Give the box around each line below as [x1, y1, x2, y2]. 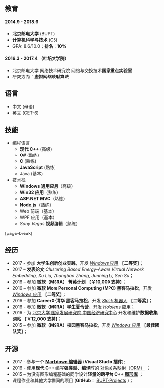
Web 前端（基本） [19, 208, 57, 214]
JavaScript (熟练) [19, 164, 56, 170]
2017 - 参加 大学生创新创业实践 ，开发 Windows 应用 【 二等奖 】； [12, 260, 144, 266]
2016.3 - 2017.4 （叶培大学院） [5, 55, 69, 61]
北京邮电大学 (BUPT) [12, 30, 55, 36]
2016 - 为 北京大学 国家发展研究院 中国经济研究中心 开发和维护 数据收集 [12, 310, 158, 316]
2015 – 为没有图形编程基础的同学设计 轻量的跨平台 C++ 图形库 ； [12, 371, 144, 377]
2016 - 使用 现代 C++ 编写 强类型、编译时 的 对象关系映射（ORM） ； [12, 365, 151, 371]
